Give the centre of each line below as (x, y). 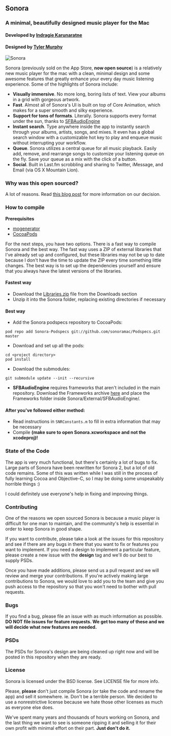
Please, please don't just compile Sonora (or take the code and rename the (84, 691)
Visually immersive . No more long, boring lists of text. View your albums (89, 94)
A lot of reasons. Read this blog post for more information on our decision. (83, 194)
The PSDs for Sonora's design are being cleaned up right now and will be (82, 651)
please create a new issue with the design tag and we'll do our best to (79, 555)
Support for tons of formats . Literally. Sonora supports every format (84, 116)
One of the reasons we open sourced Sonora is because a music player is (83, 518)
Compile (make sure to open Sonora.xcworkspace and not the (79, 433)
